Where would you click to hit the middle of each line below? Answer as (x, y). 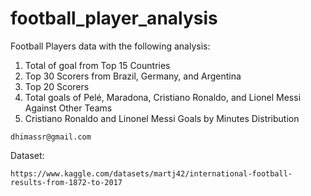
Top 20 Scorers (57, 86)
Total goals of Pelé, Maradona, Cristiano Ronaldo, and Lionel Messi (163, 97)
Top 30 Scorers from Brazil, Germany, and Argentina (133, 76)
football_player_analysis (114, 18)
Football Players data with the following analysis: (110, 46)
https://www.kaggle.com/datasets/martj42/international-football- (151, 173)
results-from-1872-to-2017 (66, 182)
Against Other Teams (68, 108)
